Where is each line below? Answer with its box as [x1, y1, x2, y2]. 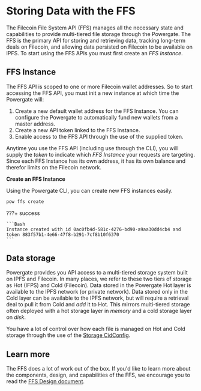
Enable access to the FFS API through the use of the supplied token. [14, 133, 184, 140]
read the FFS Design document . [6, 378, 85, 385]
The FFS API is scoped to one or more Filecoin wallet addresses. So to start [6, 83, 193, 90]
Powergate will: [6, 95, 44, 103]
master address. [14, 120, 56, 127]
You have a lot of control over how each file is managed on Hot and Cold [6, 326, 186, 333]
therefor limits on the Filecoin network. [6, 163, 102, 171]
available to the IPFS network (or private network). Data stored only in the [6, 288, 188, 296]
